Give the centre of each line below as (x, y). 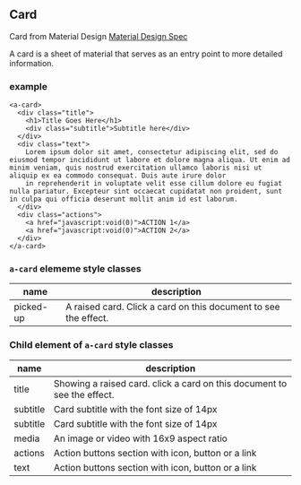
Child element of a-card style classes (91, 345)
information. (32, 63)
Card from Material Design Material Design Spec (99, 36)
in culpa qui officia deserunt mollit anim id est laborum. (124, 199)
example (28, 86)
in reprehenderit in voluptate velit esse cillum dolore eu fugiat (154, 184)
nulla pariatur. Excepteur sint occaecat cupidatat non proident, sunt (146, 192)
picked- (31, 307)
